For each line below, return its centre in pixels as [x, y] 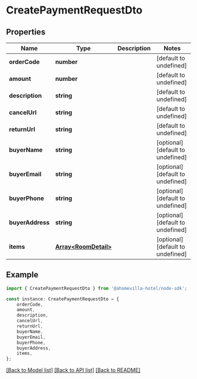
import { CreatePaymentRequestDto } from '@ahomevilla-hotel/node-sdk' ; [97, 288]
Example [22, 275]
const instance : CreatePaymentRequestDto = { [62, 299]
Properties [26, 32]
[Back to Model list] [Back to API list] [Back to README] [73, 370]
